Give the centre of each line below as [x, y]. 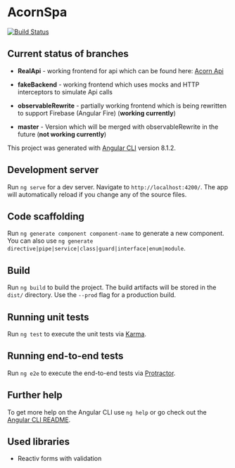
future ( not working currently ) [62, 134]
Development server [53, 170]
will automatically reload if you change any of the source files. [97, 194]
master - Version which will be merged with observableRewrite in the [118, 127]
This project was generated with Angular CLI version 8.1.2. [91, 148]
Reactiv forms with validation [59, 459]
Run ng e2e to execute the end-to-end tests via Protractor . [91, 373]
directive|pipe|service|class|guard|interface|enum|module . [96, 248]
